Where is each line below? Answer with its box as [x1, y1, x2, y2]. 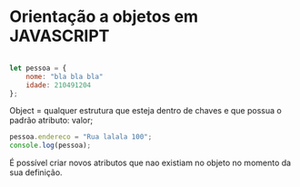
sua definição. [9, 167, 63, 178]
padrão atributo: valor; [9, 115, 94, 126]
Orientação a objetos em [9, 6, 198, 27]
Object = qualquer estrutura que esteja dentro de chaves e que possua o [9, 105, 282, 116]
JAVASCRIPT [9, 25, 110, 46]
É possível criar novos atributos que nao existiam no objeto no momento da [9, 157, 292, 169]
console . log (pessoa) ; [9, 141, 92, 151]
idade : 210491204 [25, 80, 92, 90]
